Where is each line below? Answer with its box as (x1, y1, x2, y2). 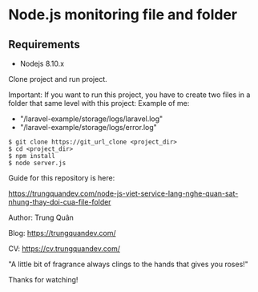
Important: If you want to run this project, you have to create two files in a (8, 90, 251, 99)
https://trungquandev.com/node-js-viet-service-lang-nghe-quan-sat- (8, 189, 239, 198)
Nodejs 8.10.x (19, 59, 65, 68)
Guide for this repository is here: (8, 173, 115, 182)
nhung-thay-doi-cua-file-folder (8, 197, 111, 206)
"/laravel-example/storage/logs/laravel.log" (19, 114, 163, 124)
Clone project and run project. (8, 75, 108, 83)
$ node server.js (8, 159, 67, 167)
